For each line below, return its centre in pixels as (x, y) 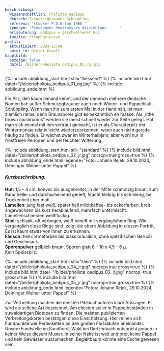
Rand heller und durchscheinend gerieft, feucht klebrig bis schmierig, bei (79, 194)
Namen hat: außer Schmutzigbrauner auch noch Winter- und (67, 104)
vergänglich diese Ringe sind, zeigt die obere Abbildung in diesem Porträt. (80, 226)
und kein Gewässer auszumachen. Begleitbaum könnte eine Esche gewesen (82, 339)
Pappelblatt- (141, 104)
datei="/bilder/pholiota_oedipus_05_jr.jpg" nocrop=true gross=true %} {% (80, 283)
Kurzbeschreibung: (25, 177)
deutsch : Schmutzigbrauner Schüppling (49, 19)
